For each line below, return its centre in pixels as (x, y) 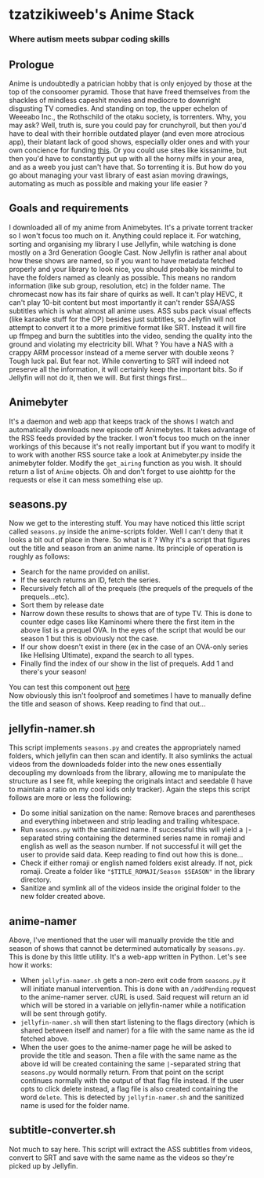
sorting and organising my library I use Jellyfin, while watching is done (123, 244)
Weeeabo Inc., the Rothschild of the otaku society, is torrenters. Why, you (128, 116)
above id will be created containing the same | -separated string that (130, 1063)
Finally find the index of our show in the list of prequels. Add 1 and (127, 664)
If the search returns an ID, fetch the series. (90, 580)
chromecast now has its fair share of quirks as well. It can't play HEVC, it (126, 294)
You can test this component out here (70, 687)
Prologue (31, 64)
